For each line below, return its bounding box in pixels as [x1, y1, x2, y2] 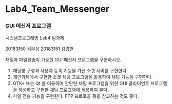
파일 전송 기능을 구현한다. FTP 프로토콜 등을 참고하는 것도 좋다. [12, 93, 139, 99]
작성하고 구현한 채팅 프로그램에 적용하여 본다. [18, 87, 109, 93]
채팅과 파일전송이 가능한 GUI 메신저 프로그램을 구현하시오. [5, 57, 122, 63]
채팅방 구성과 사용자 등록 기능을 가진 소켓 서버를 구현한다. [12, 68, 128, 74]
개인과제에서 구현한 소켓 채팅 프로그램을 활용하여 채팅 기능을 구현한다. [12, 74, 153, 80]
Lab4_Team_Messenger [5, 3, 109, 15]
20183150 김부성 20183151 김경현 [5, 46, 74, 52]
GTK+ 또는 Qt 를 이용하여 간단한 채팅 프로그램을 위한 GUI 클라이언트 [12, 80, 150, 87]
